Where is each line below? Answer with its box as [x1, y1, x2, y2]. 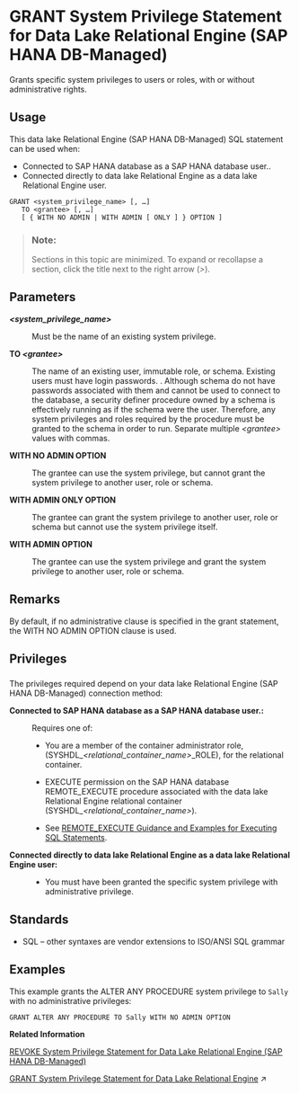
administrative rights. [9, 84, 88, 94]
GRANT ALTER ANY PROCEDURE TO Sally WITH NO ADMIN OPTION [9, 1013, 231, 1022]
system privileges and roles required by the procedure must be [31, 413, 265, 424]
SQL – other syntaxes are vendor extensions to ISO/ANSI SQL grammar [22, 936, 286, 946]
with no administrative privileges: [9, 995, 132, 1006]
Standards [9, 912, 69, 928]
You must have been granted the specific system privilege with [44, 876, 278, 887]
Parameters [9, 289, 76, 305]
